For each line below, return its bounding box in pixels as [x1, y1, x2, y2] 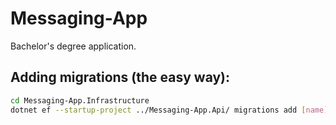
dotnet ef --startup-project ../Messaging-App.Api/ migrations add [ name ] [10, 105, 329, 115]
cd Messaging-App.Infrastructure [10, 95, 150, 106]
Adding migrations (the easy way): [10, 69, 231, 86]
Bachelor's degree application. [10, 40, 137, 52]
